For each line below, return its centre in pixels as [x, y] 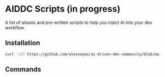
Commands [23, 69]
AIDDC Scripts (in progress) [63, 9]
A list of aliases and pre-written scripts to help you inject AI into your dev [79, 22]
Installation [23, 43]
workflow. [15, 27]
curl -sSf [15, 54]
